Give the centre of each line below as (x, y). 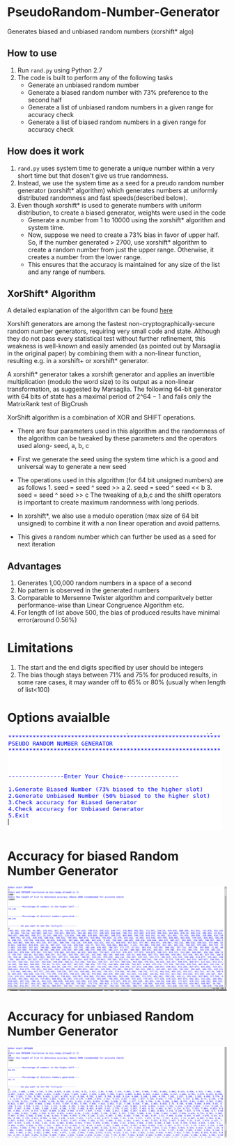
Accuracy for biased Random (93, 856)
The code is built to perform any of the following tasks (95, 77)
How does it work (46, 152)
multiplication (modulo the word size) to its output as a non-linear (101, 382)
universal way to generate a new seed (72, 467)
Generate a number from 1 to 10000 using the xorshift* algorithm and (126, 220)
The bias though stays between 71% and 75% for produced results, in (117, 675)
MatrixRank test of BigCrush (48, 404)
